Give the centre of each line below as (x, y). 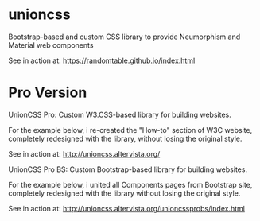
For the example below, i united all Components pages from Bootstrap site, (130, 184)
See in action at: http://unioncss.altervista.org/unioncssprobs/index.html (126, 208)
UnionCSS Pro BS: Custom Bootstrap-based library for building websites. (128, 169)
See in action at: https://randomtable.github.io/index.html (102, 60)
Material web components (51, 45)
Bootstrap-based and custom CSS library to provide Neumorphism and (124, 37)
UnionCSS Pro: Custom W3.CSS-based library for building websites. (120, 114)
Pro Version (48, 93)
